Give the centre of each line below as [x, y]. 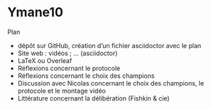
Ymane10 [36, 12]
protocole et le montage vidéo [62, 91]
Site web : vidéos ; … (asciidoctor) [67, 53]
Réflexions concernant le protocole [69, 68]
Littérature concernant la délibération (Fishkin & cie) [93, 98]
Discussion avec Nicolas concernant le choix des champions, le [111, 83]
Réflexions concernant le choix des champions [86, 76]
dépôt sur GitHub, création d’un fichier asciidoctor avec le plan [109, 45]
